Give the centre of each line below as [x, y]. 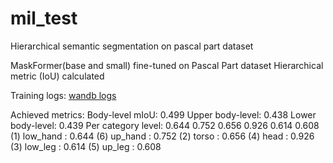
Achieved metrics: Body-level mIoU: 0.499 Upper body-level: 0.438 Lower [163, 114]
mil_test [44, 18]
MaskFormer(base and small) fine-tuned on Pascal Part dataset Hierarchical [167, 65]
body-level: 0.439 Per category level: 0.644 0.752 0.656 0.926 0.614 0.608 [165, 125]
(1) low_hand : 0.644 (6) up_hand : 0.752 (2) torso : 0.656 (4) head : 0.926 [162, 136]
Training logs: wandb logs [63, 95]
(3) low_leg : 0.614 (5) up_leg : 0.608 [86, 146]
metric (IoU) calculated [57, 76]
